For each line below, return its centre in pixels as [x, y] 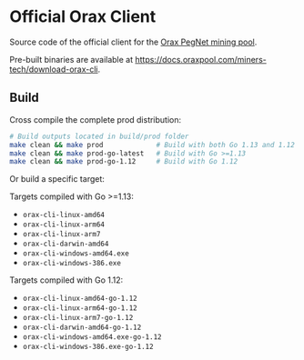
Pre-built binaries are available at [71, 59]
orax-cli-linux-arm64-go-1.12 [80, 308]
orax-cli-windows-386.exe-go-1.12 [88, 347]
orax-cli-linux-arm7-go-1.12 [78, 318]
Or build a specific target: [57, 179]
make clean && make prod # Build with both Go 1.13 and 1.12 [152, 145]
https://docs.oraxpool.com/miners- [201, 59]
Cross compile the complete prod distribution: [96, 119]
